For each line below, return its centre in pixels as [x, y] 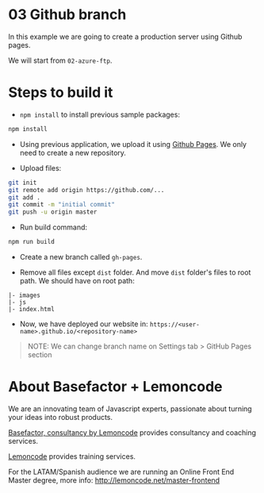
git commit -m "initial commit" [61, 205]
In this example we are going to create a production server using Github [125, 37]
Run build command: [54, 227]
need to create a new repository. [73, 152]
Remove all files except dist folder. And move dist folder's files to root [135, 272]
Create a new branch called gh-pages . [81, 257]
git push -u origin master [53, 212]
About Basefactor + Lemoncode [115, 387]
